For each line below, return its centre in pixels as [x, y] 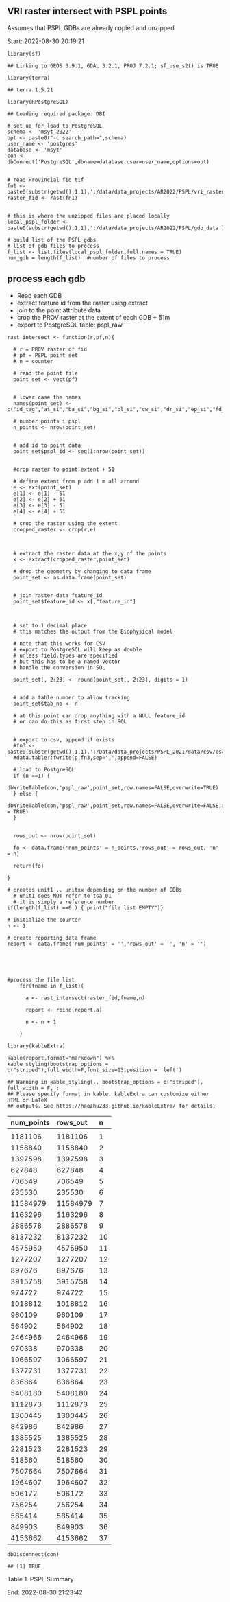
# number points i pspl [47, 421]
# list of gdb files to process [53, 246]
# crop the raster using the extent [65, 523]
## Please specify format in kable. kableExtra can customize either [108, 1094]
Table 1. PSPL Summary [40, 1579]
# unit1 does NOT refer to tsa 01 [62, 896]
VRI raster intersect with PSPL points [87, 11]
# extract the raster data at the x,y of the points [90, 553]
